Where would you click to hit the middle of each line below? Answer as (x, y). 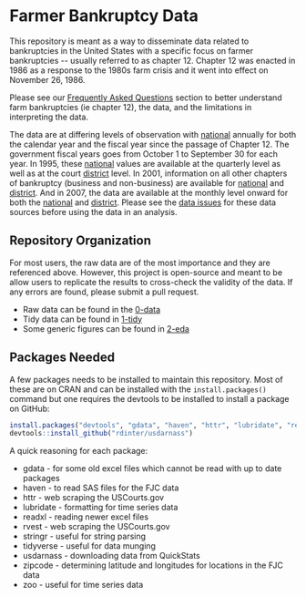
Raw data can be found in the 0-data (92, 309)
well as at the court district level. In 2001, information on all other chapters (148, 173)
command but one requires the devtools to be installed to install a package (149, 398)
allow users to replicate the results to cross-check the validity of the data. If (151, 282)
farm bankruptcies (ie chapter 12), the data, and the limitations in (131, 107)
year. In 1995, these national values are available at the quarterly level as (145, 163)
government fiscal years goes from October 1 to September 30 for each (144, 154)
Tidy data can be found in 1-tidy (82, 319)
